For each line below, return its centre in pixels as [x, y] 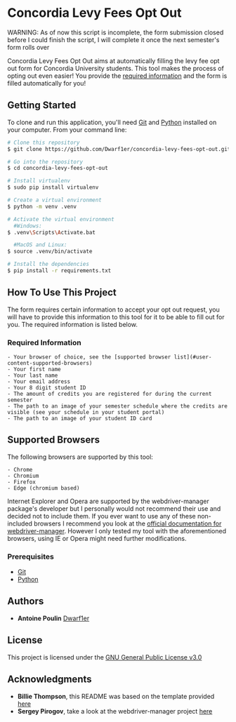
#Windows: [28, 226]
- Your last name [33, 375]
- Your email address [39, 381]
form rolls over [28, 47]
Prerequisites [31, 556]
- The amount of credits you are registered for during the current [110, 394]
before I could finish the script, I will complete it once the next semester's [113, 39]
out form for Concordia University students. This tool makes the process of [116, 68]
